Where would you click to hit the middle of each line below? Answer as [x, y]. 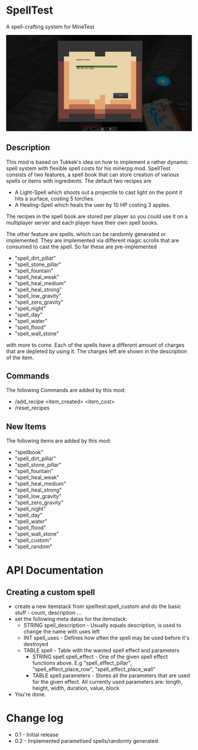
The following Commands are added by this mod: [66, 390]
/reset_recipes [32, 408]
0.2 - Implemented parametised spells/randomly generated [86, 741]
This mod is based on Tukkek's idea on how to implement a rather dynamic [97, 162]
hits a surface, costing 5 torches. [55, 198]
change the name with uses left [62, 632]
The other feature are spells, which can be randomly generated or [86, 234]
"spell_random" [34, 547]
